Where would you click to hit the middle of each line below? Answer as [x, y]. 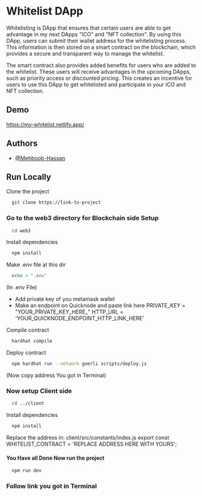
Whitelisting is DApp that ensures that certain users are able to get [89, 28]
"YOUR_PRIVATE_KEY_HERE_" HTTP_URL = [69, 312]
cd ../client [28, 404]
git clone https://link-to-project [56, 203]
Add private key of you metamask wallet [65, 299]
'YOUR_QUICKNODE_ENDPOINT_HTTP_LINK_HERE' [80, 318]
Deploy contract [26, 353]
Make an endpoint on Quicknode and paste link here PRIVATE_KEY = [100, 306]
